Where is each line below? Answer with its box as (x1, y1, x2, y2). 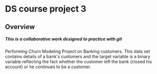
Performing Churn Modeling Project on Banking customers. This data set (5, 48, 150, 54)
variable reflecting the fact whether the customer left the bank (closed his (5, 59, 152, 64)
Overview (5, 23, 35, 31)
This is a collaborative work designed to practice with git (5, 36, 122, 42)
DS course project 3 (5, 3, 86, 15)
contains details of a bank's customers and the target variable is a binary (5, 53, 151, 59)
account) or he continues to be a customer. (5, 64, 91, 70)
